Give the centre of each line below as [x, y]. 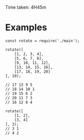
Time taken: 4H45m [26, 7]
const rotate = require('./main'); [43, 41]
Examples [26, 28]
